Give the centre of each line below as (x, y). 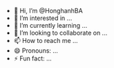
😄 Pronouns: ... (36, 51)
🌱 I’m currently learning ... (50, 25)
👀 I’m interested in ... (43, 18)
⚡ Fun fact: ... (32, 58)
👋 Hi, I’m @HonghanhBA (48, 11)
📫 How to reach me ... (46, 41)
